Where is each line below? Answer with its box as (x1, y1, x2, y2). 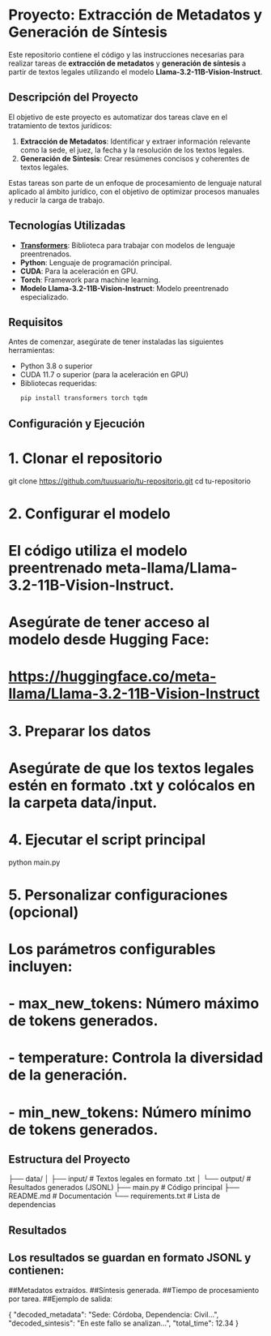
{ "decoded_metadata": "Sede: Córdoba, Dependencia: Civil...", (8, 1309, 219, 1319)
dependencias (8, 1200, 57, 1209)
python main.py (8, 857, 61, 867)
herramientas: (8, 346, 55, 355)
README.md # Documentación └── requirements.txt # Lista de (8, 1191, 221, 1201)
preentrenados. (19, 249, 72, 259)
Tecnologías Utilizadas (8, 219, 126, 233)
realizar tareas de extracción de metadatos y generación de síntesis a (8, 58, 247, 68)
